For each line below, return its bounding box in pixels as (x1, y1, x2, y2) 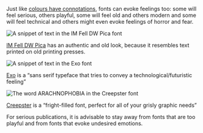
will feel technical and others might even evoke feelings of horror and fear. (6, 18, 194, 25)
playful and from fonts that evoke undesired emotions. (6, 120, 143, 127)
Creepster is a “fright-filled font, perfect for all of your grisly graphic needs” (6, 101, 197, 109)
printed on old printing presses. (6, 48, 86, 55)
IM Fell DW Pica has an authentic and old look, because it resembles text (6, 42, 190, 49)
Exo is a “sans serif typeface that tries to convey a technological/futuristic (6, 72, 193, 78)
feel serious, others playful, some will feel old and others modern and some (6, 12, 197, 19)
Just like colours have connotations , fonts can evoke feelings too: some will (6, 5, 197, 12)
